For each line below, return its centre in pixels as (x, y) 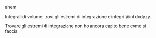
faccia (11, 31)
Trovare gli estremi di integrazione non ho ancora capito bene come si (76, 26)
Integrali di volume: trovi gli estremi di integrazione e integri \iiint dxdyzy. (78, 16)
